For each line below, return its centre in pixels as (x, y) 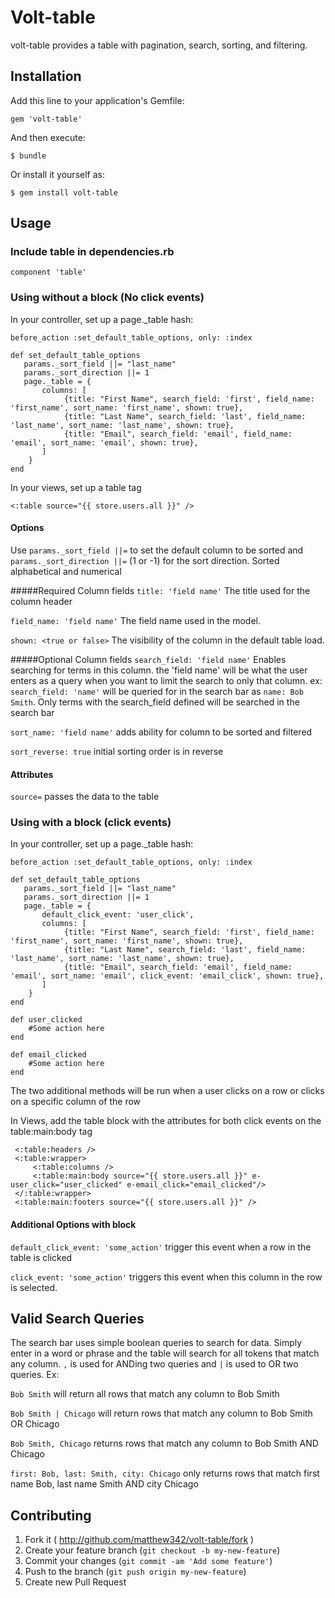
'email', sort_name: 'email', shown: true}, (104, 442)
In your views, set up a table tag (76, 487)
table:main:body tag (51, 1132)
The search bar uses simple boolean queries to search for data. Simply (156, 1343)
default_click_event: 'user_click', (118, 915)
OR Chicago (35, 1424)
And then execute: (48, 137)
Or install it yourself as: (57, 174)
